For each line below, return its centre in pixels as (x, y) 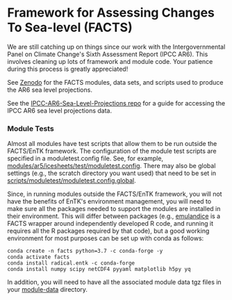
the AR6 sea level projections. (50, 90)
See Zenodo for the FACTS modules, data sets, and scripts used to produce (115, 82)
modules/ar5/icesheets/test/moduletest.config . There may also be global (111, 166)
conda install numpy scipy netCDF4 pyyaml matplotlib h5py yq (99, 269)
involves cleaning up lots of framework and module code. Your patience (110, 61)
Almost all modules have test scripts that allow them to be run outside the (112, 144)
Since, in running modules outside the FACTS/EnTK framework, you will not (115, 194)
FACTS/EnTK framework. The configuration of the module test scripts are (112, 151)
